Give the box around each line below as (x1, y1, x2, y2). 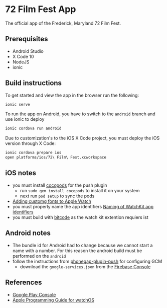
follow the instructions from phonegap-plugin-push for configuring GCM (12, 258, 162, 264)
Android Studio (12, 48, 44, 54)
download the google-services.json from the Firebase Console (20, 263, 151, 270)
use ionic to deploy (5, 116, 45, 122)
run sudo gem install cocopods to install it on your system (20, 187, 140, 193)
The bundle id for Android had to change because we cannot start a (12, 242, 153, 248)
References (5, 278, 42, 287)
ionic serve (5, 102, 30, 107)
